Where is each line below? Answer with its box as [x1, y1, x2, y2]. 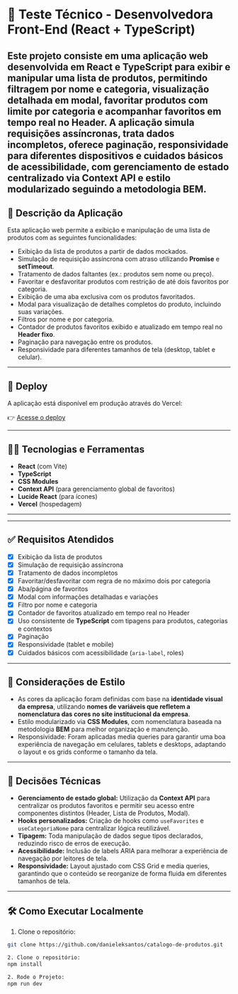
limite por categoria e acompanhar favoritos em [7, 105, 222, 117]
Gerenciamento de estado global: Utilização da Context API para [17, 794, 210, 802]
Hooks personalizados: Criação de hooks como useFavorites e [17, 816, 204, 825]
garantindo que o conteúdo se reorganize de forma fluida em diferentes [17, 870, 227, 878]
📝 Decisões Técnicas [7, 774, 101, 787]
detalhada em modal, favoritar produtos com [7, 94, 208, 106]
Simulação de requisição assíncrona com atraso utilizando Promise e [17, 255, 220, 264]
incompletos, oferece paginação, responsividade [7, 139, 229, 151]
